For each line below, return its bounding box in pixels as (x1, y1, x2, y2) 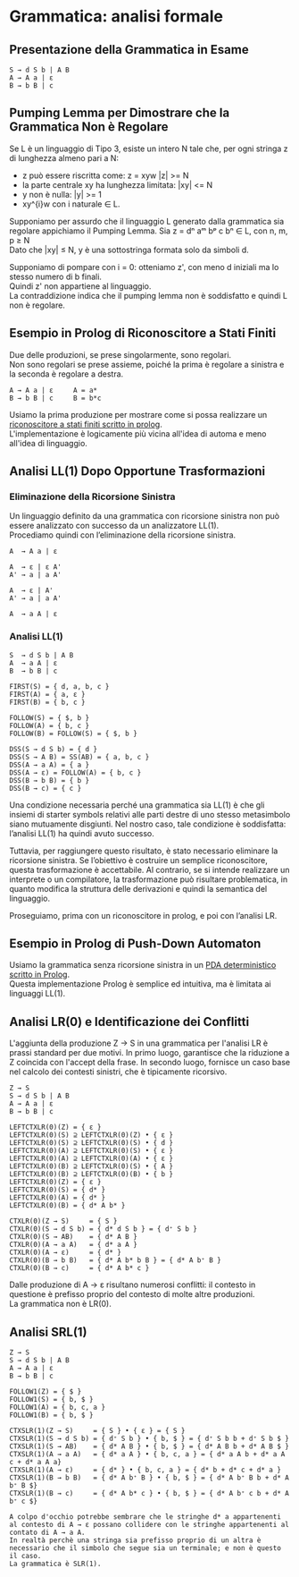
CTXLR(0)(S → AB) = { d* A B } (9, 1233, 138, 1242)
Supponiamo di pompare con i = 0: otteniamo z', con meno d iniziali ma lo (9, 261, 279, 272)
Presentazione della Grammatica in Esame (9, 42, 249, 57)
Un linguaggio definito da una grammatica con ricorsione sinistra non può (9, 511, 279, 521)
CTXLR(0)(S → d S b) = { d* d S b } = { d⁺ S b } (9, 1225, 198, 1234)
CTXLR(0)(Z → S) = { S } (9, 1217, 118, 1226)
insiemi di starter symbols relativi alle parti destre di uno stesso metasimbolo (9, 809, 291, 819)
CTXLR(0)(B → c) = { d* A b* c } (9, 1264, 150, 1273)
